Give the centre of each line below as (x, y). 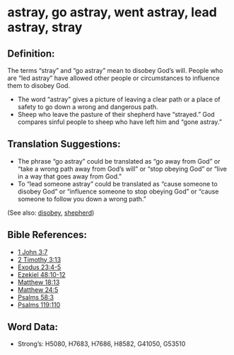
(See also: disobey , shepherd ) (51, 213)
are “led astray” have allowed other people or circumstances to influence (114, 78)
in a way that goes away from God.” (70, 176)
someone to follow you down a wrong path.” (82, 198)
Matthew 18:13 (39, 282)
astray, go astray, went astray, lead (112, 12)
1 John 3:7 (33, 252)
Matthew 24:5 (38, 289)
